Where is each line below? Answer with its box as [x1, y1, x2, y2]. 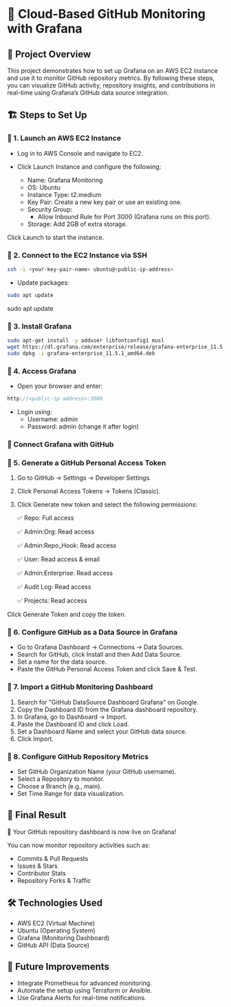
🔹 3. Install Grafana [7, 321, 72, 331]
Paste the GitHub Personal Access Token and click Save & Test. [16, 665, 197, 673]
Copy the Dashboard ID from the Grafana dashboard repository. [16, 705, 198, 713]
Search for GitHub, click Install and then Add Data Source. [16, 651, 182, 659]
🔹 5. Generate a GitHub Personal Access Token [7, 458, 166, 467]
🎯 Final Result [7, 809, 67, 821]
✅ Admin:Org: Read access [16, 527, 95, 536]
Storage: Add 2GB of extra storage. [27, 220, 128, 228]
